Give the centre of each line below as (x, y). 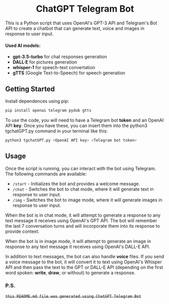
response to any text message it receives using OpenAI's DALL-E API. (78, 247)
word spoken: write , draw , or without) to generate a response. (70, 272)
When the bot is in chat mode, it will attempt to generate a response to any (83, 215)
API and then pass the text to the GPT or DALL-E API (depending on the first (84, 267)
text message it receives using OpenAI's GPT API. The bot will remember (81, 220)
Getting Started (30, 89)
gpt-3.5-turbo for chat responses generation (60, 57)
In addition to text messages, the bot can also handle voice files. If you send (85, 256)
